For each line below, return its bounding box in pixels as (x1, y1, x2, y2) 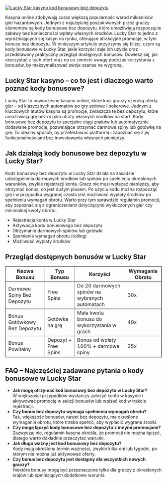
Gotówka (47, 316, 69, 323)
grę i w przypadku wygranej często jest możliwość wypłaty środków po (5, 191, 152, 197)
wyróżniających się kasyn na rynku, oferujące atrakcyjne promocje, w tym (5, 35, 157, 41)
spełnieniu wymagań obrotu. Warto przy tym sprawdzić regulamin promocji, (5, 197, 161, 203)
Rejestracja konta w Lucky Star (12, 217, 76, 223)
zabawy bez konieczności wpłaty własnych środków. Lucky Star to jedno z (5, 30, 158, 36)
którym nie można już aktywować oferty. (12, 451, 96, 457)
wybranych (77, 295, 103, 302)
